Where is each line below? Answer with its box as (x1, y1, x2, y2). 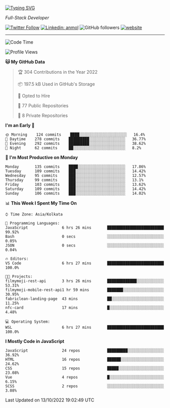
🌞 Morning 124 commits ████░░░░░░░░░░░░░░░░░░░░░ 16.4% (5, 132, 145, 137)
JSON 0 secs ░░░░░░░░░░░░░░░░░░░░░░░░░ (5, 243, 164, 248)
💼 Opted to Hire (17, 93, 51, 99)
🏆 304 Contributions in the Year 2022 (17, 69, 98, 75)
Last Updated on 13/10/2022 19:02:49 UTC (5, 397, 95, 403)
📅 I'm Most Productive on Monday (5, 154, 78, 160)
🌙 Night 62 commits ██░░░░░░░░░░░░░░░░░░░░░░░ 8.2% (5, 145, 142, 150)
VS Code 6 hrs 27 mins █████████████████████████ (5, 261, 164, 266)
